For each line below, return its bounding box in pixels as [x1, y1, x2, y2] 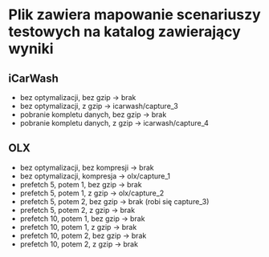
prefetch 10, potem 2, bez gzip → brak [19, 231, 147, 240]
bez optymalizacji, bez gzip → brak [19, 93, 137, 102]
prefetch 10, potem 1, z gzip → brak [19, 222, 137, 231]
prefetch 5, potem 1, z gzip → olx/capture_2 [19, 188, 165, 198]
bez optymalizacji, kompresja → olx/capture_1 [19, 171, 171, 181]
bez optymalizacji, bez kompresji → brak [19, 163, 154, 172]
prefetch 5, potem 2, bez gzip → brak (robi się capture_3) [19, 196, 210, 206]
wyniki [8, 40, 54, 58]
